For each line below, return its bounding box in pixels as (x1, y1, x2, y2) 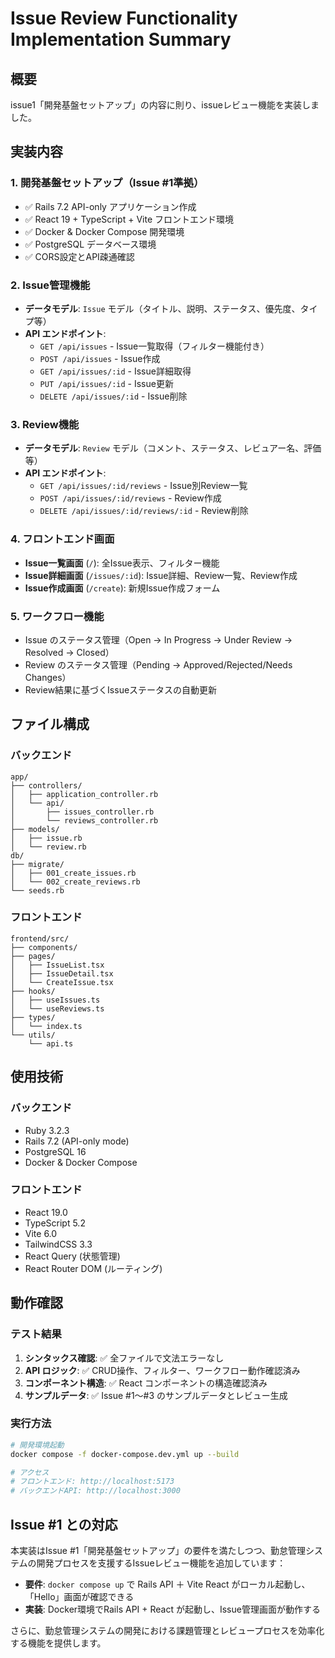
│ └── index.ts (10, 1021, 83, 1031)
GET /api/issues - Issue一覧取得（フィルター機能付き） (39, 340, 270, 352)
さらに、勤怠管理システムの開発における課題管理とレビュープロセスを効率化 (10, 1625, 325, 1637)
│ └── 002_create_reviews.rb (10, 877, 141, 887)
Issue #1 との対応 (10, 1516, 118, 1533)
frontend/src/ (10, 933, 70, 944)
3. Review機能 (10, 417, 80, 431)
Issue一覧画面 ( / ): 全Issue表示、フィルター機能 (24, 557, 220, 569)
